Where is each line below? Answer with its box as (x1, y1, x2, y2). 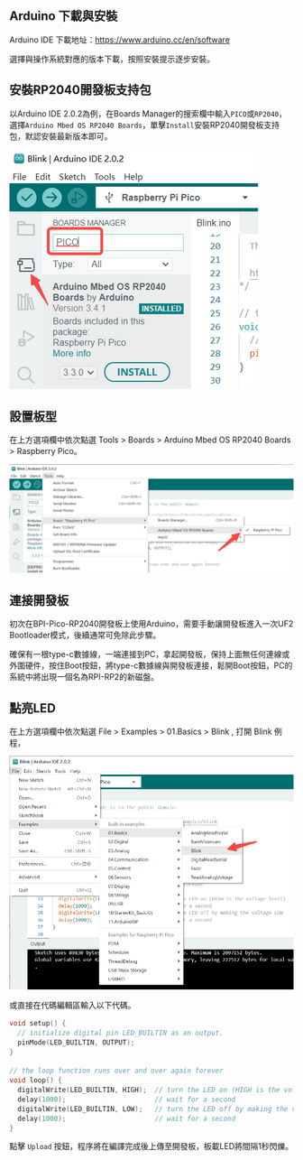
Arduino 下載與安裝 (9, 8, 118, 24)
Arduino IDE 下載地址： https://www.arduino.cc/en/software (9, 34, 230, 45)
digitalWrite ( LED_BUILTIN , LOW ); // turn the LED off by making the (17, 1104, 289, 1113)
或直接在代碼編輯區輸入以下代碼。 (9, 999, 136, 1010)
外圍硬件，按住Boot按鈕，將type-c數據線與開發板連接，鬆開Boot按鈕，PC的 (9, 660, 293, 671)
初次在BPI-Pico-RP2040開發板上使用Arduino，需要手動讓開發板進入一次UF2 (9, 618, 294, 629)
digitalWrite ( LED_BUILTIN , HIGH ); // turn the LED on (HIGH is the (17, 1086, 280, 1095)
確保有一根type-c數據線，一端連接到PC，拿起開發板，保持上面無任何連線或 (9, 649, 290, 660)
